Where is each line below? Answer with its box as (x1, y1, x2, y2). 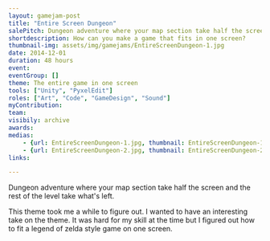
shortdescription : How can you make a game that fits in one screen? (8, 34, 247, 43)
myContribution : (8, 101, 63, 109)
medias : (8, 131, 35, 139)
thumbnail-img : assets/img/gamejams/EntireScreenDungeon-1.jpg (8, 42, 225, 50)
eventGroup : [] (8, 71, 59, 80)
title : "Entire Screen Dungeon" (8, 19, 117, 27)
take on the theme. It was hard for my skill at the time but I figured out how (8, 215, 256, 225)
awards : (8, 124, 35, 132)
